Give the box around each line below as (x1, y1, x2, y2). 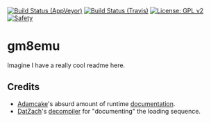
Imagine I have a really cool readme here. (7, 61, 126, 69)
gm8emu (7, 38, 60, 54)
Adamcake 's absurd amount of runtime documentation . (17, 99, 176, 107)
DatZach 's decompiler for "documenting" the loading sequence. (17, 107, 201, 115)
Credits (7, 81, 40, 93)
